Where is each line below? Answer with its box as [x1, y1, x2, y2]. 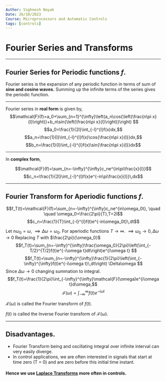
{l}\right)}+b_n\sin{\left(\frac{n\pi [28, 119, 95, 125]
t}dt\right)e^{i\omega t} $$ [83, 248, 137, 254]
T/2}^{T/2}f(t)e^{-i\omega [29, 248, 82, 254]
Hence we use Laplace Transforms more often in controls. [5, 370, 127, 376]
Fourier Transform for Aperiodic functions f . [5, 192, 144, 201]
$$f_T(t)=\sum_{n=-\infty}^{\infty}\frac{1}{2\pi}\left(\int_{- [25, 255, 142, 261]
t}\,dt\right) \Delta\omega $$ [84, 260, 143, 266]
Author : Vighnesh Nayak [5, 7, 55, 12]
